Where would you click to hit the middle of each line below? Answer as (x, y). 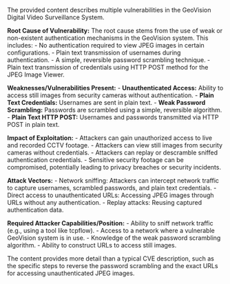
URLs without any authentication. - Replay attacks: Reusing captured (105, 202)
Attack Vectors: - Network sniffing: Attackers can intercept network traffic (113, 181)
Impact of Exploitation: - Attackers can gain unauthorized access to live (109, 138)
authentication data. (35, 210)
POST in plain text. (33, 124)
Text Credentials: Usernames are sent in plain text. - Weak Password (106, 102)
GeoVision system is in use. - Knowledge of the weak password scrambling (114, 238)
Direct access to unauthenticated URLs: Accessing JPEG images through (111, 195)
